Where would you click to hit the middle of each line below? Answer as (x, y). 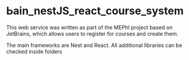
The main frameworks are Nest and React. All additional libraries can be (94, 45)
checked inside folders (34, 51)
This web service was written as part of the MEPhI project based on (89, 27)
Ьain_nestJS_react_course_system (95, 11)
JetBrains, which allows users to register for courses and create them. (92, 33)
